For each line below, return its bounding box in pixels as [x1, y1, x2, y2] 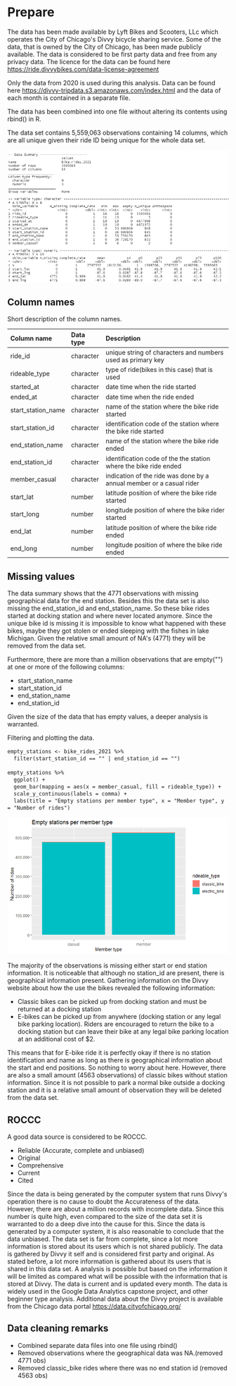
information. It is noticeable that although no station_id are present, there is [7, 969, 225, 977]
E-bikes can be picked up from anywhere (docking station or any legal [17, 1013, 221, 1021]
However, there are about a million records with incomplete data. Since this [7, 1205, 225, 1213]
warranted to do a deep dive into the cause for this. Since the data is [7, 1220, 206, 1228]
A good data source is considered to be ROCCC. [7, 1132, 147, 1141]
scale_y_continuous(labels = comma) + [13, 791, 128, 798]
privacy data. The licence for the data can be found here [7, 57, 171, 66]
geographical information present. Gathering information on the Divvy [7, 977, 209, 985]
